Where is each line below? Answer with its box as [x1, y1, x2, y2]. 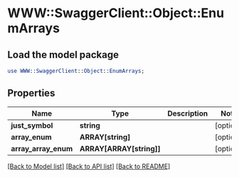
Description [167, 108, 208, 118]
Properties [7, 87, 55, 99]
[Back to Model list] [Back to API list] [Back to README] [7, 162, 171, 171]
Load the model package [7, 49, 119, 61]
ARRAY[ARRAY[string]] [79, 143, 161, 153]
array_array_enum [11, 143, 73, 153]
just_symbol [11, 120, 53, 130]
